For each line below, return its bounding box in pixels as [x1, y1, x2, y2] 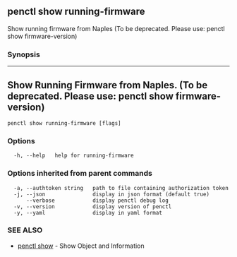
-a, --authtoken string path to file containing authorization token [13, 184, 229, 191]
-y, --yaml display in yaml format [13, 209, 162, 216]
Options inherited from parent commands [7, 169, 153, 179]
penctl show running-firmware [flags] [7, 119, 121, 126]
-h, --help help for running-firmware [13, 152, 134, 160]
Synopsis [7, 49, 40, 59]
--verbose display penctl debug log [25, 197, 169, 204]
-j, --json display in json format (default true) [13, 191, 210, 198]
